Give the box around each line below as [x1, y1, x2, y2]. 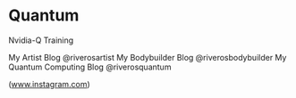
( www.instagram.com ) [8, 78, 90, 89]
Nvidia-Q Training [8, 35, 74, 45]
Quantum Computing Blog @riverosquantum [8, 61, 172, 72]
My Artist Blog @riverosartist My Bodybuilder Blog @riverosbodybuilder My [8, 52, 287, 62]
